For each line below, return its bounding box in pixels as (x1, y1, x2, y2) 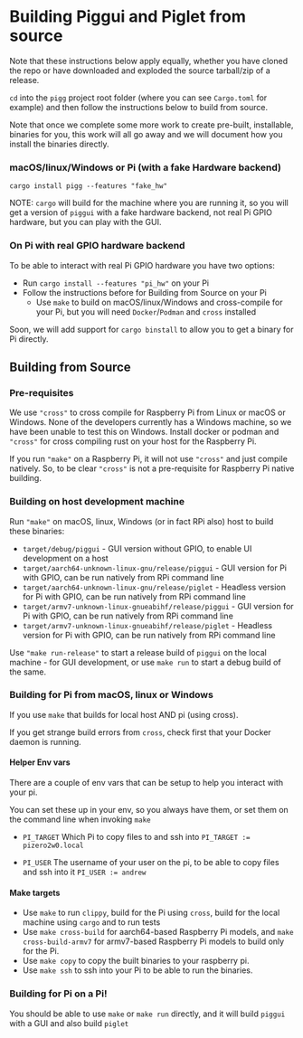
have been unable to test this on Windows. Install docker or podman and (9, 427, 279, 438)
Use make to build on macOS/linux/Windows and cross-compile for (35, 297, 283, 307)
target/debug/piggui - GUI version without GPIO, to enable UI (22, 543, 252, 553)
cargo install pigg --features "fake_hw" (9, 182, 168, 191)
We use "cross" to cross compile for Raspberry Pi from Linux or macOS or (9, 407, 287, 418)
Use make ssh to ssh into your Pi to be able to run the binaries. (22, 965, 253, 976)
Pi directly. (9, 333, 49, 344)
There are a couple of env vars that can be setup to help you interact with (9, 778, 283, 788)
